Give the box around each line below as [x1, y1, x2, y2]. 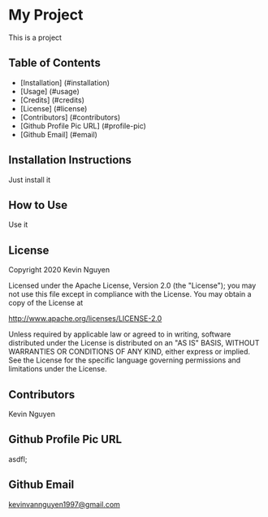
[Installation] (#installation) [19, 77, 110, 87]
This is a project [8, 33, 63, 42]
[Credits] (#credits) [19, 95, 85, 105]
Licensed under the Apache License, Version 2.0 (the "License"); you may [8, 280, 257, 290]
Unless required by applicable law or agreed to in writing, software [8, 329, 231, 339]
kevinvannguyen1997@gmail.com [8, 499, 120, 509]
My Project [8, 6, 84, 24]
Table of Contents [8, 56, 102, 70]
